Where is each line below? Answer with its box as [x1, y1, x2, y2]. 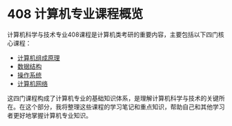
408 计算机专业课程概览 [7, 6, 144, 22]
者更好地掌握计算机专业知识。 [7, 111, 92, 119]
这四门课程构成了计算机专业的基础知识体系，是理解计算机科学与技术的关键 [7, 94, 219, 102]
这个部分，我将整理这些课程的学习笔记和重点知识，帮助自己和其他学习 [25, 103, 225, 111]
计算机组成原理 [17, 53, 60, 62]
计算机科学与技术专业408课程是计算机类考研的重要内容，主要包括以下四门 [7, 30, 219, 39]
